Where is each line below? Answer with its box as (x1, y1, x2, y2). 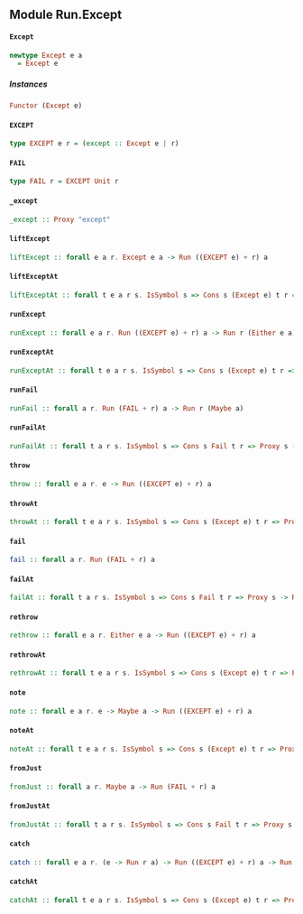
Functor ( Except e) (9, 101, 83, 111)
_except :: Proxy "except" (9, 215, 111, 224)
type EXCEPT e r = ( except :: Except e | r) (9, 139, 179, 148)
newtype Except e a (9, 51, 83, 60)
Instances (9, 78, 48, 89)
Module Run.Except (9, 7, 123, 23)
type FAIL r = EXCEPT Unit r (9, 177, 119, 186)
